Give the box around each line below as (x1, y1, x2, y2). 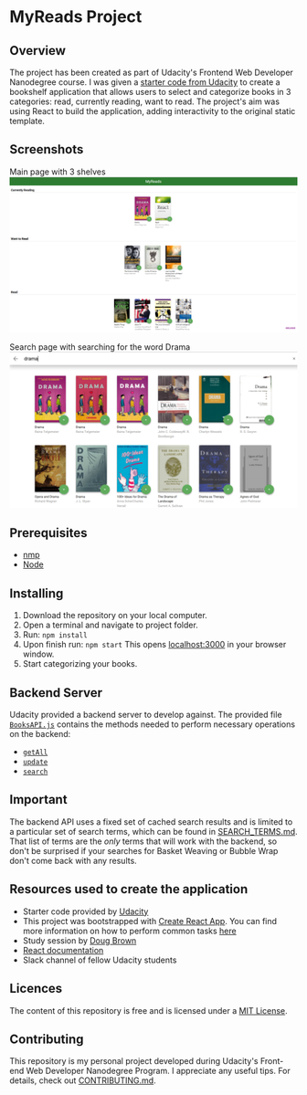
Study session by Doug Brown (22, 934, 137, 946)
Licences (9, 981, 63, 996)
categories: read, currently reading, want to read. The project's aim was (9, 96, 281, 107)
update (22, 758, 48, 767)
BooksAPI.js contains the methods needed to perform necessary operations (9, 719, 295, 730)
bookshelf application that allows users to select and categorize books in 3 (9, 87, 291, 97)
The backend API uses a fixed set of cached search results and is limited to (9, 816, 293, 827)
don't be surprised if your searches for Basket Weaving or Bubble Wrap (9, 845, 279, 856)
